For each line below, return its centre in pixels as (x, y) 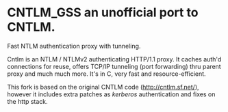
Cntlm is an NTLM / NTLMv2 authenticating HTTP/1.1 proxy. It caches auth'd (114, 59)
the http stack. (27, 101)
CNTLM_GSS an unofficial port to (103, 13)
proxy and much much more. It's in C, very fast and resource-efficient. (107, 74)
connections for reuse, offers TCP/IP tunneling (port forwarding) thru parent (114, 66)
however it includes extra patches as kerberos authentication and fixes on (111, 94)
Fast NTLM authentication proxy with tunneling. (74, 46)
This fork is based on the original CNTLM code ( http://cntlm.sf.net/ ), (103, 87)
